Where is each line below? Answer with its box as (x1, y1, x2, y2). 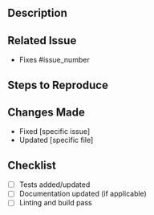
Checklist (7, 158, 57, 172)
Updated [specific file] (18, 136, 94, 145)
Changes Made (7, 105, 85, 119)
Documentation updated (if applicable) (18, 189, 148, 199)
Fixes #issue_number (18, 55, 90, 65)
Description (7, 6, 67, 20)
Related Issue (7, 34, 77, 47)
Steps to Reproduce (7, 78, 109, 91)
